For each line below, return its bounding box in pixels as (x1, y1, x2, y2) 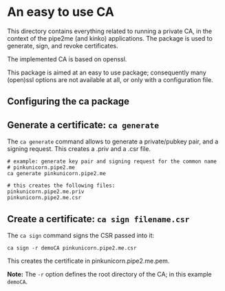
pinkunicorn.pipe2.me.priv (7, 188, 85, 195)
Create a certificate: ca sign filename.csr (7, 213, 190, 225)
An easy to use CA (7, 4, 115, 20)
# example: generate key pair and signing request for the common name (7, 158, 217, 165)
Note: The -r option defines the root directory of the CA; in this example (7, 270, 212, 278)
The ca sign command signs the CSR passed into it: (7, 231, 155, 239)
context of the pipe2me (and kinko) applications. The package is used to (7, 34, 213, 42)
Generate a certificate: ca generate (7, 119, 160, 131)
